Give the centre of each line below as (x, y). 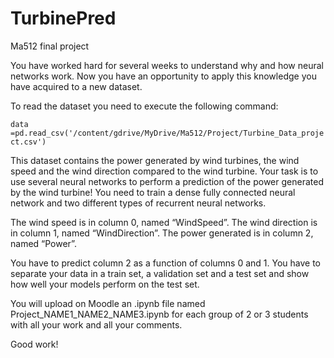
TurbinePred (63, 18)
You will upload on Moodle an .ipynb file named (108, 303)
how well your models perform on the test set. (105, 284)
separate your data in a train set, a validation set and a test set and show (160, 273)
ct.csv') (28, 142)
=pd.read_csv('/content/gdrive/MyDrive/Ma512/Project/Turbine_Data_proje (167, 133)
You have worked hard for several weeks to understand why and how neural (167, 65)
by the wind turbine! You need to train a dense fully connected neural (153, 192)
